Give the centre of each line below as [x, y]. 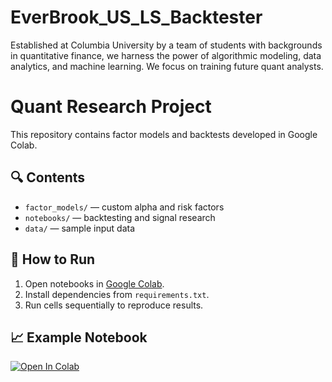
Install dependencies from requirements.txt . [117, 294]
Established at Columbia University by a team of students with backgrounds [166, 45]
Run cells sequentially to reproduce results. [114, 305]
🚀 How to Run [53, 259]
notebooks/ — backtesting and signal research [120, 217]
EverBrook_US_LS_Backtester [136, 17]
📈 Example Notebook [79, 337]
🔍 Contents [48, 177]
